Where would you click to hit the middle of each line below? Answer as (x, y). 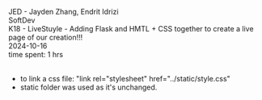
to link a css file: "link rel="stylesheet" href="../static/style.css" (125, 79)
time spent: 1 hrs (36, 54)
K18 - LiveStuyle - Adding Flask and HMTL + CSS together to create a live (131, 29)
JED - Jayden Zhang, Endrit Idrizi (63, 12)
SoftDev (22, 20)
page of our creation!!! (46, 37)
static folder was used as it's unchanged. (89, 87)
